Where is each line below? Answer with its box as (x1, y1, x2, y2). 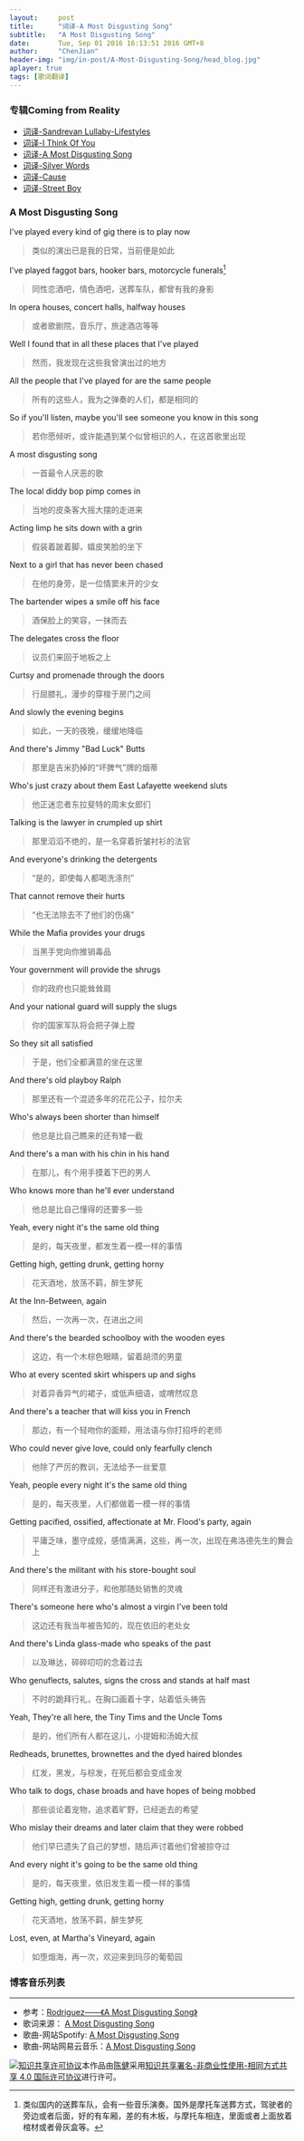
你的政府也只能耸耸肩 (31, 983, 111, 993)
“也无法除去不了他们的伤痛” (31, 910, 135, 920)
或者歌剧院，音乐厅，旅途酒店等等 (31, 321, 159, 331)
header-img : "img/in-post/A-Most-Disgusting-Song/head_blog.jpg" (9, 55, 261, 64)
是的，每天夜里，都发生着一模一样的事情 (31, 1240, 183, 1251)
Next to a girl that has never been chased (9, 559, 164, 570)
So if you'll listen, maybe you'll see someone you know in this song (9, 412, 259, 422)
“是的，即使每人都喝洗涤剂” (31, 873, 135, 883)
